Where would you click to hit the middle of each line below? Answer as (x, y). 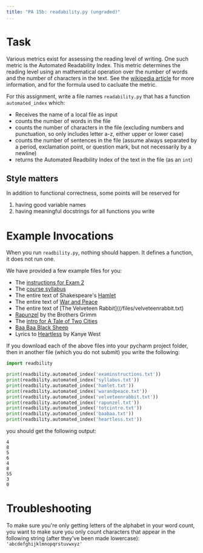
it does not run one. (31, 259)
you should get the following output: (52, 431)
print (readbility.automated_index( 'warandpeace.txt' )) (77, 391)
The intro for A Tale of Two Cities (56, 321)
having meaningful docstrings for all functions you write (85, 211)
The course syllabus (40, 289)
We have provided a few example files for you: (64, 271)
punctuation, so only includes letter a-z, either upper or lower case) (99, 133)
